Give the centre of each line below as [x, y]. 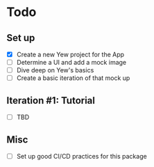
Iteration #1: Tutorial [51, 101]
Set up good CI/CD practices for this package [82, 156]
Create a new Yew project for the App [70, 54]
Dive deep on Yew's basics [55, 70]
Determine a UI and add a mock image [71, 63]
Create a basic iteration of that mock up [73, 78]
